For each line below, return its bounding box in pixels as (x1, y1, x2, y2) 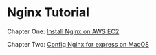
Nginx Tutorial (7, 5, 90, 20)
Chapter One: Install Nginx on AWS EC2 (7, 27, 120, 35)
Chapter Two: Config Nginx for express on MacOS (7, 40, 149, 48)
